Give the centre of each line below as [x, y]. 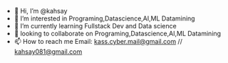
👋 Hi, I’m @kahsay [41, 11]
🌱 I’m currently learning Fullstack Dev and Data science [95, 26]
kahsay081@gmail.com [48, 52]
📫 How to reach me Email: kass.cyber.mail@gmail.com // [98, 41]
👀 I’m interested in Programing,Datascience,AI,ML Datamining [104, 18]
